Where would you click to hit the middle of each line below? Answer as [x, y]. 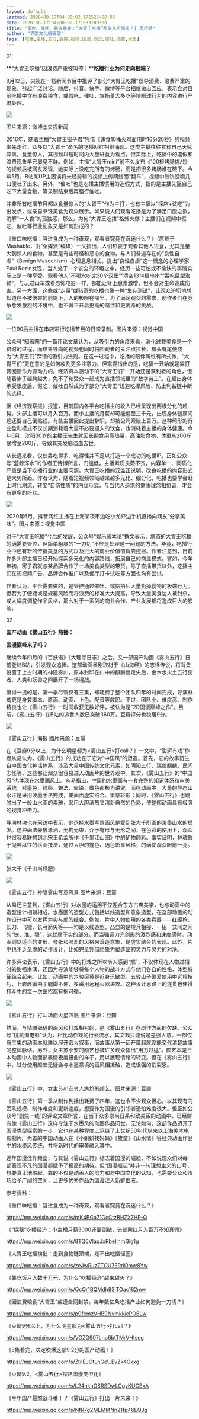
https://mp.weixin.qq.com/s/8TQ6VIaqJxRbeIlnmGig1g [73, 1241]
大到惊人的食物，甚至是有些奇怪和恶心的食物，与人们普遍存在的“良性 [90, 253]
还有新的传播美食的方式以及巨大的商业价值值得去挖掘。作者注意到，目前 [105, 551]
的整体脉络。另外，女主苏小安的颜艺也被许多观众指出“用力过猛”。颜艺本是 [97, 1050]
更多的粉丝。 [27, 493]
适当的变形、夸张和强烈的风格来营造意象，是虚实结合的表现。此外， [105, 942]
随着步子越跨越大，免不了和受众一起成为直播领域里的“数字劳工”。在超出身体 [99, 379]
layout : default [26, 12]
